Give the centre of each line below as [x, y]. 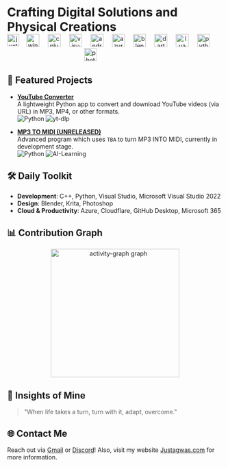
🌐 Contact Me [37, 433]
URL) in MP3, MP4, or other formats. [68, 111]
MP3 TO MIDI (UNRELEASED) [59, 131]
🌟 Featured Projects [50, 80]
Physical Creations [62, 27]
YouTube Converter [45, 97]
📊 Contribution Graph [55, 233]
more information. [32, 457]
